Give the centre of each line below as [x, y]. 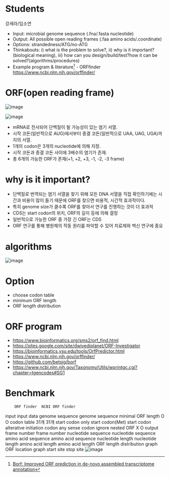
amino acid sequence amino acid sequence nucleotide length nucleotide [81, 438]
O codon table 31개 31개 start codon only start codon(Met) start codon [78, 422]
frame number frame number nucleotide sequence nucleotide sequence [80, 433]
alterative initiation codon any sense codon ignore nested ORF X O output [82, 428]
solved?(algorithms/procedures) [46, 60]
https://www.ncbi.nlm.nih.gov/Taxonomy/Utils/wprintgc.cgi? [75, 368]
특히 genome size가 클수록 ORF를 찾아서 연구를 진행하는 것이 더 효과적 [83, 207]
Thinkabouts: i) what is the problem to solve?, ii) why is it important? [83, 50]
